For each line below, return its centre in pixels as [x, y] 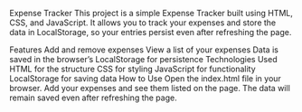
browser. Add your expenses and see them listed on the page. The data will [150, 88]
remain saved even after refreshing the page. [94, 98]
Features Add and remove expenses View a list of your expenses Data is [144, 50]
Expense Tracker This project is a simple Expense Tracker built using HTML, [151, 13]
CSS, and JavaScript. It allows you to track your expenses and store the [143, 23]
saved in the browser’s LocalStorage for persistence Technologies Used [143, 59]
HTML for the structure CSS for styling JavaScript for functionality [132, 69]
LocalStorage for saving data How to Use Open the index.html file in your [146, 79]
